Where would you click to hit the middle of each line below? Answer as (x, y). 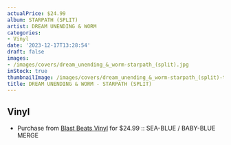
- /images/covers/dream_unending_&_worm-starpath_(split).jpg (98, 65)
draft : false (26, 52)
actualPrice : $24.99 (37, 13)
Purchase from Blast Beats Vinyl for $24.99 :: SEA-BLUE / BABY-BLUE (116, 129)
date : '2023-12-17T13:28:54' (49, 45)
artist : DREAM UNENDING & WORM (52, 26)
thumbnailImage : (30, 77)
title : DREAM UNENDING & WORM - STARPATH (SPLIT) (80, 84)
